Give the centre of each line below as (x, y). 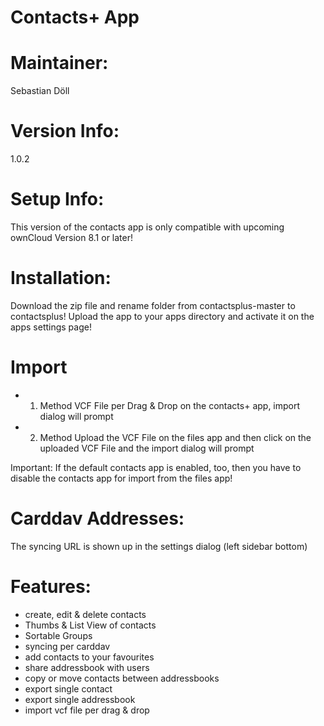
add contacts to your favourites (89, 657)
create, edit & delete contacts (85, 614)
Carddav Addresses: (97, 518)
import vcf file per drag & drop (87, 710)
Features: (51, 587)
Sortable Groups (58, 635)
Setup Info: (57, 199)
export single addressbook (80, 699)
